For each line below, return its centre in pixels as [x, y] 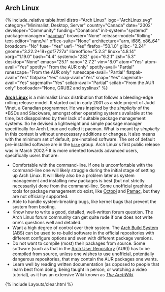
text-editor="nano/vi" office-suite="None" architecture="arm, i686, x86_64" [82, 41]
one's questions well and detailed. [47, 223]
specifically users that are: [32, 156]
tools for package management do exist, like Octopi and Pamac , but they [86, 191]
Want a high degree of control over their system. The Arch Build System [85, 228]
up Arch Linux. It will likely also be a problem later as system [73, 175]
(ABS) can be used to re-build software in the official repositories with [83, 233]
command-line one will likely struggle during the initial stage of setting [83, 170]
